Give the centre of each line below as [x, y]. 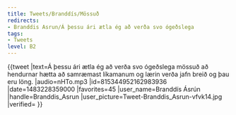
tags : [15, 34]
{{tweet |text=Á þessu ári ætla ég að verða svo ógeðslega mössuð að [108, 67]
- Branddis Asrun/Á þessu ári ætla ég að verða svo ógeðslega [101, 27]
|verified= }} [25, 104]
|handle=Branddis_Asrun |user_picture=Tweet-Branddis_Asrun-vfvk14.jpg [115, 97]
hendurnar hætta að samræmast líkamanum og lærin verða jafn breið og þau [118, 74]
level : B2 [22, 47]
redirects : [23, 20]
